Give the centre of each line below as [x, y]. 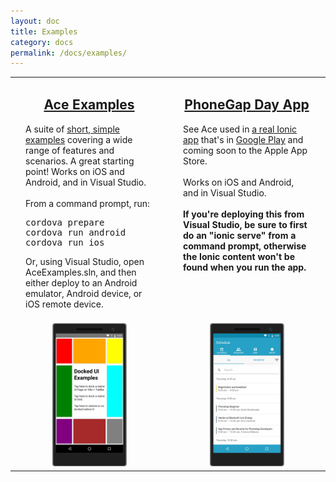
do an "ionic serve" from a [240, 235]
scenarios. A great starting [80, 161]
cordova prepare [65, 222]
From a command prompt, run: [87, 203]
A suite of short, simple [73, 129]
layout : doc [35, 21]
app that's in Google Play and [243, 139]
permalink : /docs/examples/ [69, 53]
